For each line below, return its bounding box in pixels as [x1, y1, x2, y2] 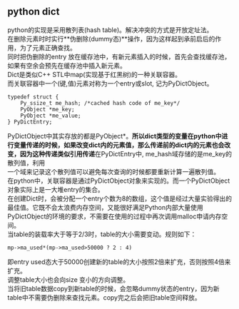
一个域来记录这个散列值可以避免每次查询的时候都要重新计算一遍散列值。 [7, 167, 220, 176]
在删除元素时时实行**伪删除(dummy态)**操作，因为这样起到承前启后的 [7, 34, 215, 43]
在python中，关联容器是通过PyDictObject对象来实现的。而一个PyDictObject [7, 176, 230, 185]
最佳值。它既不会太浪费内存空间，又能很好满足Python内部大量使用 [7, 203, 203, 211]
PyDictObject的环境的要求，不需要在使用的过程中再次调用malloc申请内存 [7, 212, 222, 221]
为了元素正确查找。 [19, 43, 76, 52]
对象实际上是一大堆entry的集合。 [7, 185, 105, 193]
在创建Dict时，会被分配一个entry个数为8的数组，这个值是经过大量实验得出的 [7, 194, 233, 203]
